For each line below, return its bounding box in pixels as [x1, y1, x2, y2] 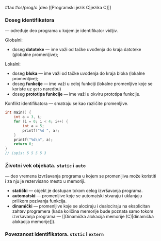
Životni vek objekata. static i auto [5, 162, 86, 169]
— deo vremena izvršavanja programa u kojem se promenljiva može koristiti [5, 173, 157, 179]
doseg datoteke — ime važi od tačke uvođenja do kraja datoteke [12, 47, 142, 52]
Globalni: [5, 37, 23, 43]
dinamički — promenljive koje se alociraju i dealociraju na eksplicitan [12, 203, 150, 209]
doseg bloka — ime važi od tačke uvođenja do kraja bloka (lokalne [12, 70, 145, 76]
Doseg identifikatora [5, 17, 54, 23]
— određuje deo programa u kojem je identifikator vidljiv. [5, 28, 118, 34]
